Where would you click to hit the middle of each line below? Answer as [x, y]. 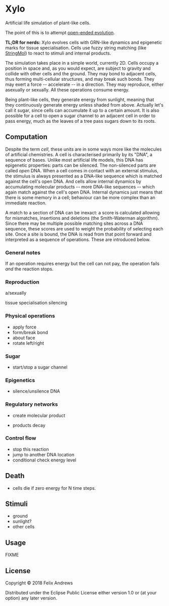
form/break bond [30, 332]
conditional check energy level [44, 460]
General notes [23, 252]
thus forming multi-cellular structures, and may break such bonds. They [80, 79]
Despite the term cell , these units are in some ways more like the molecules [83, 149]
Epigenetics [20, 380]
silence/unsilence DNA [36, 391]
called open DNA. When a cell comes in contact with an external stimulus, [82, 170]
